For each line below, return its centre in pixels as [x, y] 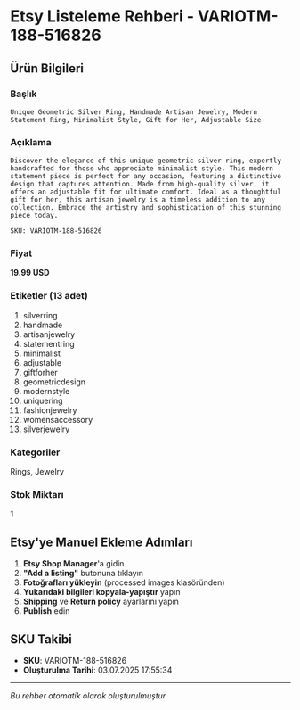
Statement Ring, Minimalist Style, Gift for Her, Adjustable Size [136, 120]
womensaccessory [58, 419]
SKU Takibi [41, 639]
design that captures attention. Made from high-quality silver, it [140, 185]
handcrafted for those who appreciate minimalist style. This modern [142, 169]
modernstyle [46, 391]
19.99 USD [30, 273]
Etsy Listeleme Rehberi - [102, 17]
